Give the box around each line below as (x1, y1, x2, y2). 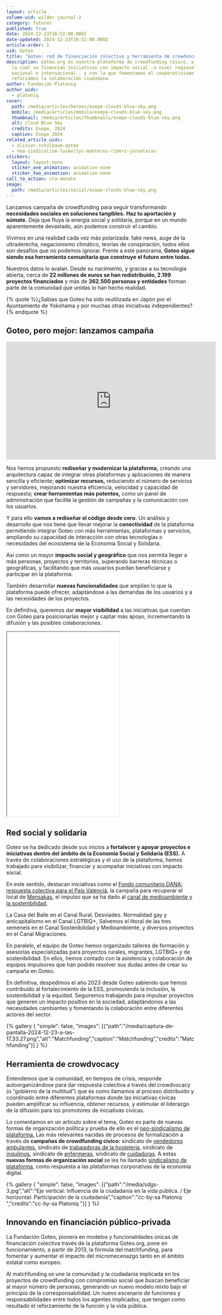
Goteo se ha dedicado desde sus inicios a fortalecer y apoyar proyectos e (6, 844, 191, 851)
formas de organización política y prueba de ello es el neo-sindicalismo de (6, 1124, 190, 1132)
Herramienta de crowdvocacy (6, 1059, 120, 1069)
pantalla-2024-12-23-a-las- (6, 1029, 75, 1036)
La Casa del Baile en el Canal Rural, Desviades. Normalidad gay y (6, 911, 168, 918)
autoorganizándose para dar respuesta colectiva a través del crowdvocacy (6, 1081, 191, 1089)
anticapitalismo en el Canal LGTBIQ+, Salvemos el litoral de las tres (6, 918, 172, 925)
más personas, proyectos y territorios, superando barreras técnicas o (6, 558, 178, 565)
